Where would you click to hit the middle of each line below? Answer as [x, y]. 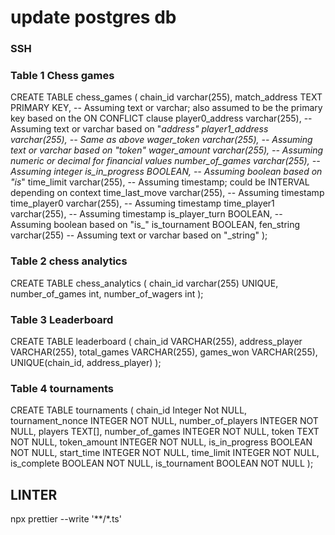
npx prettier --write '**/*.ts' [66, 519]
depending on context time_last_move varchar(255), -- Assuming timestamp [167, 193]
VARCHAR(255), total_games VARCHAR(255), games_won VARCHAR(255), [164, 352]
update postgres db [93, 17]
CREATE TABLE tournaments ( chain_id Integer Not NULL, [129, 410]
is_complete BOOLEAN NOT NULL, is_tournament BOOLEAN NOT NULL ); [162, 463]
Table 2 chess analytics [69, 261]
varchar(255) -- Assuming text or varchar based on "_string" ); [139, 235]
